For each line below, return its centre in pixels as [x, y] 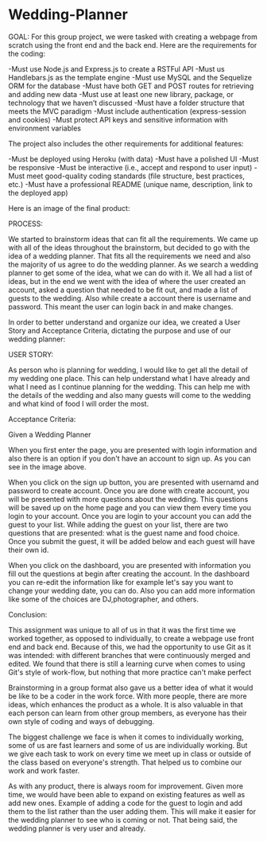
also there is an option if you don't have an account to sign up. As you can [130, 458]
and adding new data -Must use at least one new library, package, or [121, 94]
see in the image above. [47, 466]
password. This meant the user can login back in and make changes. [121, 306]
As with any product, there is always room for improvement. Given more [126, 786]
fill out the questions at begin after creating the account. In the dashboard [129, 574]
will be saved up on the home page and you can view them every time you [130, 508]
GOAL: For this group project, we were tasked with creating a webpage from [133, 37]
